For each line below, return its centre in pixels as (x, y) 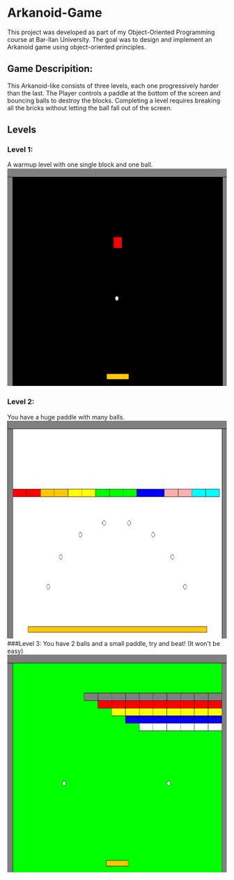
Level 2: (21, 402)
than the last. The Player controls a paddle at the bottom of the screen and (114, 93)
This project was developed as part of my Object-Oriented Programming (111, 32)
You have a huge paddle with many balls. (66, 417)
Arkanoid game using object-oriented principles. (77, 47)
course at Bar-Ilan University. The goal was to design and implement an (110, 39)
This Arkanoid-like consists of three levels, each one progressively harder (113, 86)
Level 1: (20, 150)
